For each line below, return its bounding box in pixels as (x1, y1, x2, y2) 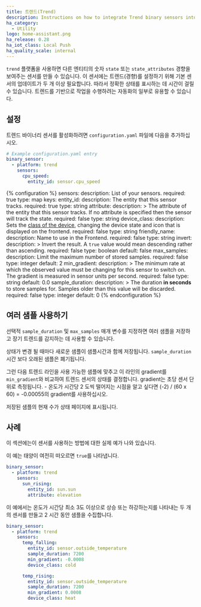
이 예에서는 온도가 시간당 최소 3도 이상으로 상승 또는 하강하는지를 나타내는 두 (6, 503, 185, 510)
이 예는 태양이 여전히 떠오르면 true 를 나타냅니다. (6, 452, 120, 459)
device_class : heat (28, 595, 77, 602)
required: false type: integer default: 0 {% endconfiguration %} (6, 292, 162, 299)
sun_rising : (22, 481, 52, 487)
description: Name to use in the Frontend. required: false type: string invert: (6, 234, 193, 241)
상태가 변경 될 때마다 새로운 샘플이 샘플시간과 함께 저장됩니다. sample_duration (6, 347, 191, 354)
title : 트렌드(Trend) (6, 8, 57, 15)
